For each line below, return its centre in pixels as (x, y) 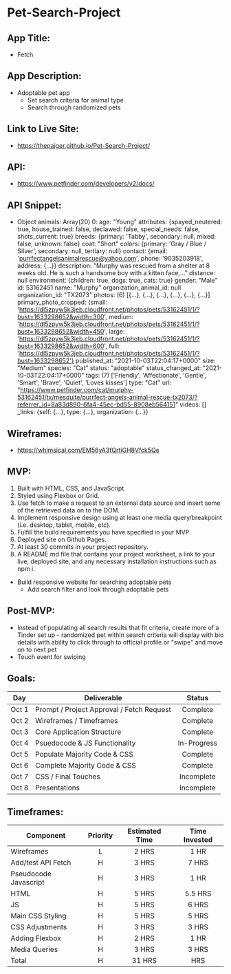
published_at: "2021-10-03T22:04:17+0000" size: (145, 361)
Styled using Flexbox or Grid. (58, 495)
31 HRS (144, 961)
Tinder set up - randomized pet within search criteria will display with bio (120, 635)
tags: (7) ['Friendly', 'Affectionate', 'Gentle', (146, 376)
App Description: (44, 76)
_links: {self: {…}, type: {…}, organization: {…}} (82, 412)
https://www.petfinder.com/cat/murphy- (77, 390)
